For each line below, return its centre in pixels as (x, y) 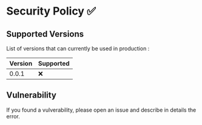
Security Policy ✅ (51, 11)
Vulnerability (31, 95)
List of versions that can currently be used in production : (78, 49)
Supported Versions (45, 34)
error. (13, 116)
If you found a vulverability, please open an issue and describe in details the (101, 110)
